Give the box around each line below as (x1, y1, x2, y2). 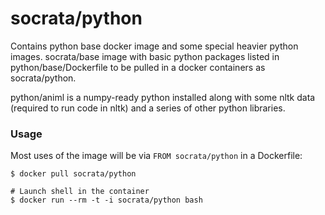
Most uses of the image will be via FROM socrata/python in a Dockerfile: (10, 150, 303, 162)
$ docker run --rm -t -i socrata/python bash (10, 195, 203, 206)
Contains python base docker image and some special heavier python (10, 40, 299, 52)
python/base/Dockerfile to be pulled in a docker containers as (10, 61, 266, 73)
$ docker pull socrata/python (10, 169, 137, 179)
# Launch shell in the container (10, 187, 150, 197)
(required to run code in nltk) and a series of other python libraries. (10, 102, 286, 114)
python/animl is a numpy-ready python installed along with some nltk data (10, 91, 316, 103)
